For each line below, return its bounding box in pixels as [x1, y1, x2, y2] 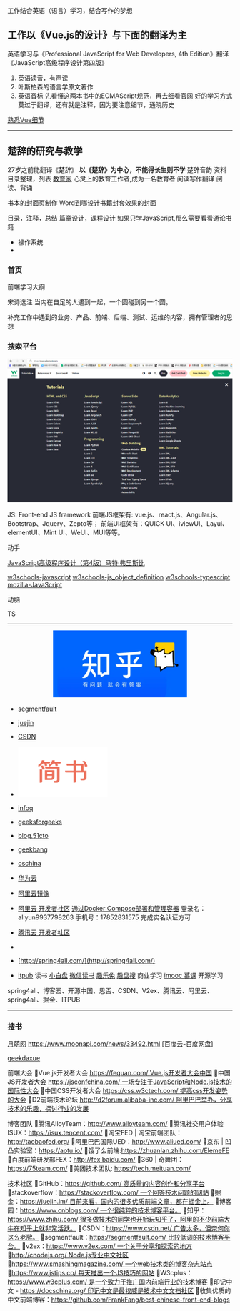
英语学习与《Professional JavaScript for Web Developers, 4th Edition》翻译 [7, 49, 229, 58]
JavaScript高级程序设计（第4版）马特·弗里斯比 [7, 559, 145, 567]
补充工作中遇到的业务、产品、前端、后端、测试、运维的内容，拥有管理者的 [7, 313, 226, 321]
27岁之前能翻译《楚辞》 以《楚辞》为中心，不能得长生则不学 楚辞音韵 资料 [7, 165, 227, 174]
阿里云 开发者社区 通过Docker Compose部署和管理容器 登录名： [17, 904, 206, 913]
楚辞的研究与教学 [7, 145, 83, 157]
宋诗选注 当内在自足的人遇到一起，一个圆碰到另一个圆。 [7, 297, 172, 306]
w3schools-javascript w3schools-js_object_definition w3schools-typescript [7, 573, 231, 582]
